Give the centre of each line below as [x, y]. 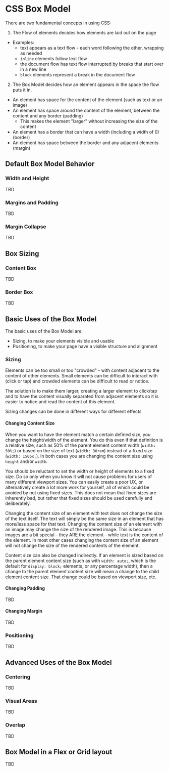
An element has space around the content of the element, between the [86, 110]
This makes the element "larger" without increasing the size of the [89, 121]
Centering [18, 677]
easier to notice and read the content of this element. [61, 402]
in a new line [33, 69]
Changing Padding [25, 588]
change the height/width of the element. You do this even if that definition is [84, 440]
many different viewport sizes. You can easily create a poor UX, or [74, 482]
